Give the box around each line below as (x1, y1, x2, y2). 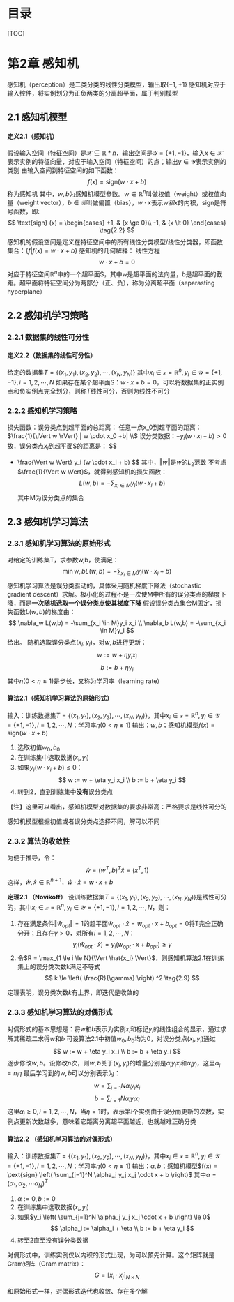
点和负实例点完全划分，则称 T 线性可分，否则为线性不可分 (7, 387, 171, 395)
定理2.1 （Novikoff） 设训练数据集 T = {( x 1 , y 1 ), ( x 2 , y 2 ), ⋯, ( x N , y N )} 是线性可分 (7, 893, 228, 903)
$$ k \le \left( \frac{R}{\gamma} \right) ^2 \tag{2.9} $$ (45, 974, 200, 982)
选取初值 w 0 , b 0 (17, 743, 61, 754)
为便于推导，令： (7, 853, 56, 862)
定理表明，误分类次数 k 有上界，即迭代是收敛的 (7, 988, 139, 997)
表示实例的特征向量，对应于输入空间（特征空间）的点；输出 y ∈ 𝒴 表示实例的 (7, 158, 226, 166)
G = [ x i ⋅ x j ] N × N (94, 1271, 140, 1280)
